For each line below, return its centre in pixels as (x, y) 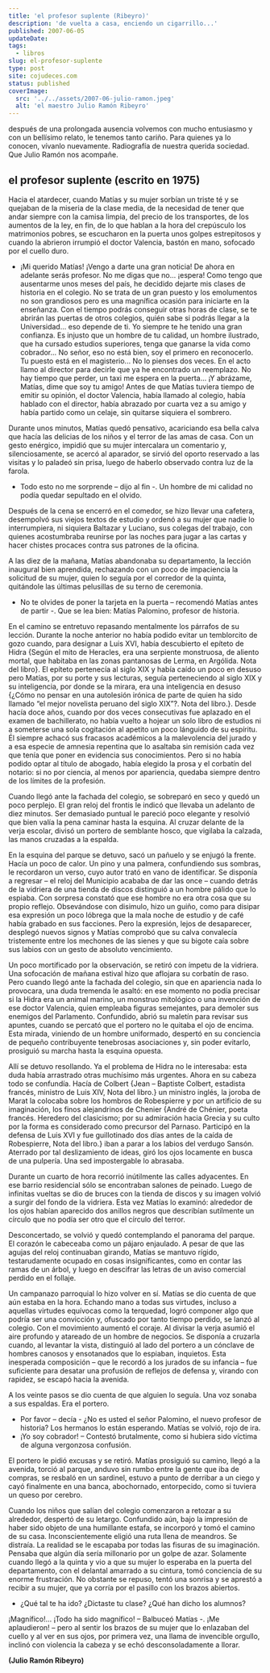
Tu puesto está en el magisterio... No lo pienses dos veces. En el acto (135, 361)
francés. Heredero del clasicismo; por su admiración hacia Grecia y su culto (134, 1117)
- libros (30, 53)
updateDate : (28, 38)
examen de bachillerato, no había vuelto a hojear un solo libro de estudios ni (135, 720)
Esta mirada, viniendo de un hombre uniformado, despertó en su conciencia (135, 1034)
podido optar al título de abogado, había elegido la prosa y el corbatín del (130, 763)
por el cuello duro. (39, 250)
